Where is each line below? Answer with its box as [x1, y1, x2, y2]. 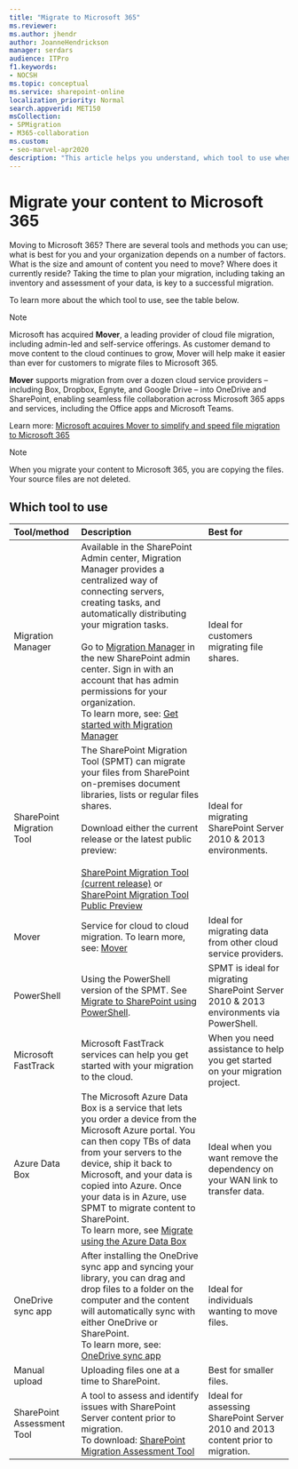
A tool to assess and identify [81, 1390, 200, 1402]
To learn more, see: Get [81, 707, 179, 720]
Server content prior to [81, 1412, 176, 1425]
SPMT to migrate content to [81, 1202, 196, 1214]
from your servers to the [81, 1146, 183, 1159]
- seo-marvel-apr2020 [9, 145, 90, 154]
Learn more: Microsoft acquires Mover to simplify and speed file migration [9, 420, 281, 431]
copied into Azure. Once [81, 1179, 182, 1192]
